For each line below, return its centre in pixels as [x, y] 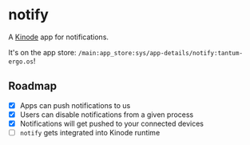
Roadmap [33, 86]
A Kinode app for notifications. [59, 37]
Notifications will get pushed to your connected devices [111, 123]
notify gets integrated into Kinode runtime [90, 132]
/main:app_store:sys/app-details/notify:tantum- [161, 53]
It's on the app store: [43, 52]
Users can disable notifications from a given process [107, 115]
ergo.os [21, 62]
